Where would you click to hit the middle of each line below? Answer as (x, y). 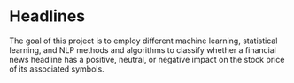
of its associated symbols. (57, 69)
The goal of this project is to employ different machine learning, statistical (143, 41)
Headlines (47, 16)
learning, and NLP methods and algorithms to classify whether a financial (143, 49)
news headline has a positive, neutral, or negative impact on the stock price (147, 59)
